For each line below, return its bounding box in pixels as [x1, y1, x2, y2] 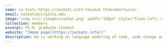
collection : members [5, 21, 48, 26]
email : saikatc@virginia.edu [5, 12, 66, 17]
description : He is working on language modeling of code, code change [5, 35, 157, 40]
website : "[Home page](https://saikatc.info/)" [5, 30, 106, 35]
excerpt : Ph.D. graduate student [5, 25, 75, 30]
